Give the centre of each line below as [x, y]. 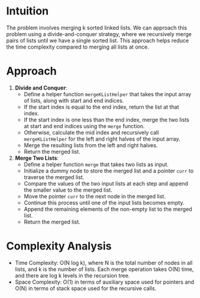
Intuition [28, 11]
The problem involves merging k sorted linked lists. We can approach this [97, 28]
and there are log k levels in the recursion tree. [72, 275]
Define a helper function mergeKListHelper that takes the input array [107, 94]
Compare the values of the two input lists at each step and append [106, 183]
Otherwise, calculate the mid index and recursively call [91, 132]
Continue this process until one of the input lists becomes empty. [104, 202]
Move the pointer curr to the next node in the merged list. [95, 196]
